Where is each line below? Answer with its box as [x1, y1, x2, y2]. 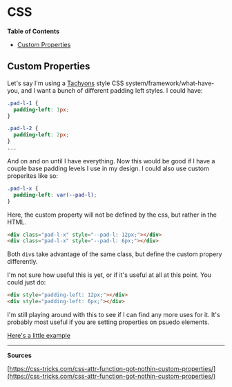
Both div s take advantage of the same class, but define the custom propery [7, 250, 222, 258]
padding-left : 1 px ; [13, 106, 70, 113]
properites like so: [7, 171, 59, 180]
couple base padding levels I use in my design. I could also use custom [7, 164, 209, 172]
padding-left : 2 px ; [13, 132, 70, 138]
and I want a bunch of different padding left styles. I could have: [21, 86, 203, 94]
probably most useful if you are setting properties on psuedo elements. [7, 318, 210, 326]
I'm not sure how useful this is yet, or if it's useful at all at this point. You [7, 271, 212, 279]
